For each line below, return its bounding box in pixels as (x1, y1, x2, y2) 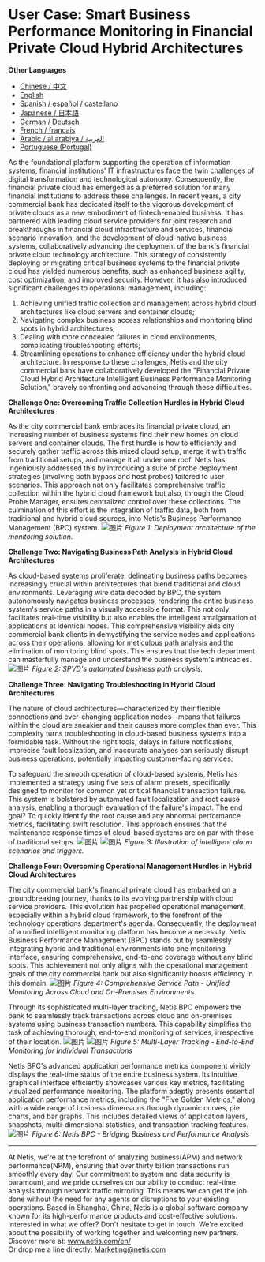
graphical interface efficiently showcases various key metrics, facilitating (8, 1077, 245, 1087)
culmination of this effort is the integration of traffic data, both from (8, 505, 226, 515)
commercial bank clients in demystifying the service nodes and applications (8, 629, 255, 638)
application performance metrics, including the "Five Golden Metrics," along (8, 1095, 256, 1104)
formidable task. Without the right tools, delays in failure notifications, (8, 736, 234, 747)
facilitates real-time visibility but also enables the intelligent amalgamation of (8, 612, 257, 622)
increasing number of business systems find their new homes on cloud (8, 429, 239, 439)
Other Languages (8, 65, 67, 74)
